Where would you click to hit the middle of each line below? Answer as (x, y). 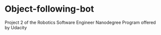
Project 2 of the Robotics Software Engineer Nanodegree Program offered (80, 22)
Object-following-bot (49, 9)
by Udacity (16, 27)
